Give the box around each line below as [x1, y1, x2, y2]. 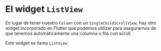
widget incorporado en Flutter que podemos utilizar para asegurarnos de [5, 25, 156, 31]
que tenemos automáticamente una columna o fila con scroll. [5, 30, 132, 36]
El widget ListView [5, 3, 83, 15]
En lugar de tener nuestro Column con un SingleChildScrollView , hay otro [5, 20, 156, 26]
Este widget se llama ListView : [5, 40, 69, 46]
